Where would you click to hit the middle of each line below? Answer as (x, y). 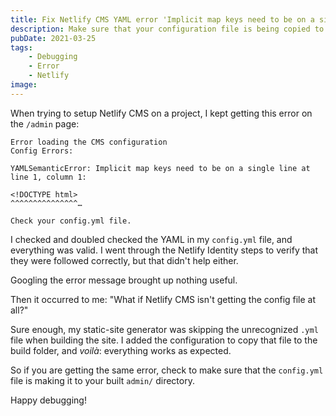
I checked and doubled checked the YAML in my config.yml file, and (151, 239)
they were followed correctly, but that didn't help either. (124, 260)
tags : (21, 47)
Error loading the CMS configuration (89, 142)
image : (24, 85)
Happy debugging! (48, 400)
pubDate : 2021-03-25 (53, 38)
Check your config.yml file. (71, 221)
